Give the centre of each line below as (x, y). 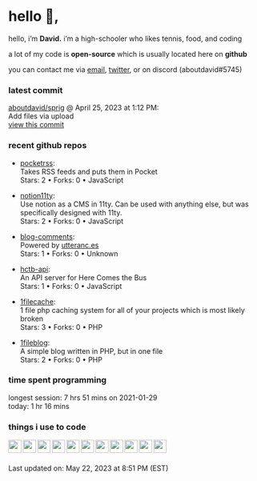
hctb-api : (35, 269)
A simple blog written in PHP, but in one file (91, 351)
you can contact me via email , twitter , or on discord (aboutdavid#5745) (125, 69)
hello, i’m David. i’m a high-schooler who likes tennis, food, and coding (125, 38)
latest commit (36, 90)
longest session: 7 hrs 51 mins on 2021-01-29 (83, 397)
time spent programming (57, 380)
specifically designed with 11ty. (71, 212)
